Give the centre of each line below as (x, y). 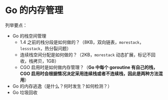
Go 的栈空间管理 (29, 36)
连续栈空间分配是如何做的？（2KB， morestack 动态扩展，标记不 (86, 55)
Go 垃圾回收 (25, 92)
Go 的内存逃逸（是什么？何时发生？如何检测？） (62, 86)
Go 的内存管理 (34, 10)
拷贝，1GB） (46, 61)
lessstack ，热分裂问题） (46, 48)
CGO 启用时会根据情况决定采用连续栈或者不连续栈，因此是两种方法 (89, 73)
